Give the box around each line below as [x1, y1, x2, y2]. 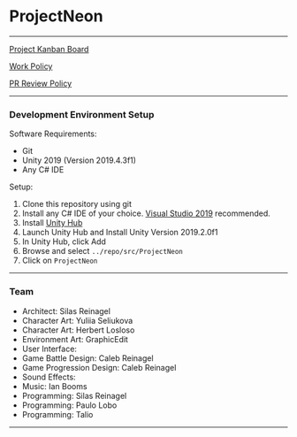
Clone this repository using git [21, 199, 133, 210]
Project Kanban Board [9, 43, 89, 54]
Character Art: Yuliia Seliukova [21, 315, 133, 326]
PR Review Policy [9, 78, 72, 88]
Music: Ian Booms [21, 380, 88, 391]
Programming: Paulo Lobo [21, 400, 118, 410]
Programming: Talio [21, 409, 94, 419]
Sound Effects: [21, 372, 77, 382]
